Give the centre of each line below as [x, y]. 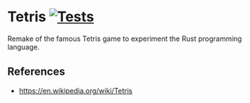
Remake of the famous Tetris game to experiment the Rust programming [125, 39]
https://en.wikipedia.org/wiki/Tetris [76, 90]
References [36, 72]
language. [24, 46]
